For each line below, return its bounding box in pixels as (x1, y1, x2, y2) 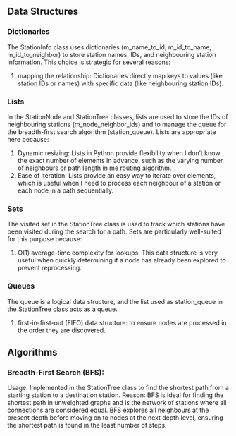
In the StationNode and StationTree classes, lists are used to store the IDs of (7, 112, 228, 121)
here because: (7, 135, 49, 143)
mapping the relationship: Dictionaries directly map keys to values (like (17, 71, 223, 80)
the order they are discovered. (17, 326, 106, 334)
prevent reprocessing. (17, 264, 82, 272)
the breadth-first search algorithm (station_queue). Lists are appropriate (7, 127, 216, 136)
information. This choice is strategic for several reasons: (7, 58, 171, 66)
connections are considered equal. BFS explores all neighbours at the (7, 406, 209, 415)
